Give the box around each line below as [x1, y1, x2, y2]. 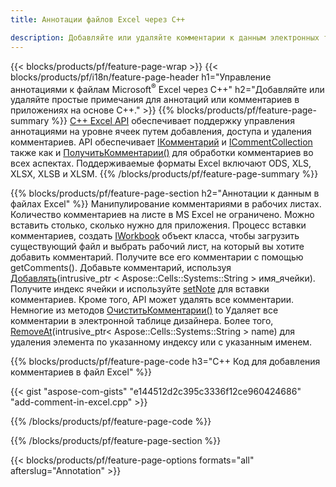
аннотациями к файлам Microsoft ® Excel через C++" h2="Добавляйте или [10, 81, 325, 95]
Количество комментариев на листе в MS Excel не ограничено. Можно [10, 209, 315, 221]
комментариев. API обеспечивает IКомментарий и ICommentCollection [10, 136, 313, 148]
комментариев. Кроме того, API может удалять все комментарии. [10, 294, 295, 306]
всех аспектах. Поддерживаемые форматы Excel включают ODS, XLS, [10, 157, 312, 170]
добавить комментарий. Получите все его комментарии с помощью [10, 251, 304, 263]
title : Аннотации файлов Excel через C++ [10, 14, 186, 25]
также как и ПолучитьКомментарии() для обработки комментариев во [10, 147, 314, 159]
